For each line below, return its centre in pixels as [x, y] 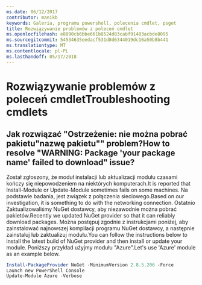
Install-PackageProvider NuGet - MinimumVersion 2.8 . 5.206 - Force [90, 265]
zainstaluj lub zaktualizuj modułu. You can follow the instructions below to [97, 234]
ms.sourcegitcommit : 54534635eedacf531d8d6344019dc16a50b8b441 [87, 40]
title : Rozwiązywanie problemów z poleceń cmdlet [70, 29]
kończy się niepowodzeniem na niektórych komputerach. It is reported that [99, 183]
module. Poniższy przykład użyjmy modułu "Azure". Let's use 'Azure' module [101, 247]
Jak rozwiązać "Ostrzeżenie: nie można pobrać [97, 134]
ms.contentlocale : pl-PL [37, 51]
